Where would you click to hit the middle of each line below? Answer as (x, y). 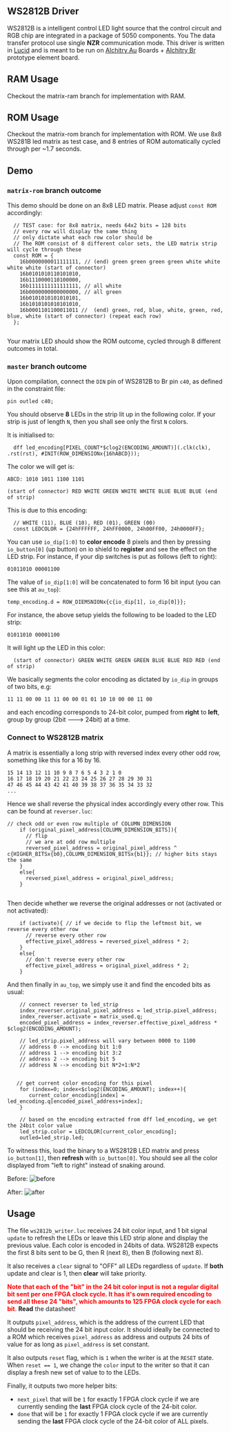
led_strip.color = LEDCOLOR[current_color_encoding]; (98, 1131)
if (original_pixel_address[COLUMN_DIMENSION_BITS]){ (98, 829)
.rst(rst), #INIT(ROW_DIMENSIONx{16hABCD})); (73, 454)
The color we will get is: (41, 467)
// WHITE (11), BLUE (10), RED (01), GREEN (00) (84, 523)
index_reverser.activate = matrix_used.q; (81, 1016)
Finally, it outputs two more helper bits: (62, 1386)
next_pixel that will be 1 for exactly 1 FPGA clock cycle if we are (108, 1399)
